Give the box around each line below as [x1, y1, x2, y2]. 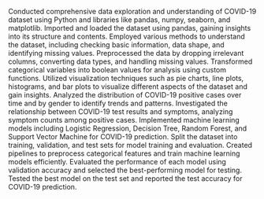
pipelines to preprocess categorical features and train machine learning [8, 149, 240, 158]
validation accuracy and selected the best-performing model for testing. [8, 165, 243, 175]
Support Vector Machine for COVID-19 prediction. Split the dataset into [8, 132, 238, 141]
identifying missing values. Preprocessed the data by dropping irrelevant [8, 49, 244, 57]
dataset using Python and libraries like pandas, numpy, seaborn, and [8, 15, 231, 24]
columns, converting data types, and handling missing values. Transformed [8, 57, 253, 66]
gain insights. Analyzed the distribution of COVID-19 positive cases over [8, 90, 242, 99]
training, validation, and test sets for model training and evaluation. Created [8, 141, 253, 149]
